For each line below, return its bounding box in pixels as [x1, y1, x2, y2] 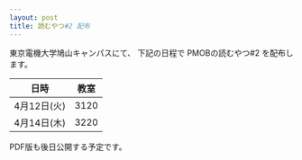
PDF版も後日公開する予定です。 [9, 141, 127, 152]
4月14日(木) [14, 116, 66, 129]
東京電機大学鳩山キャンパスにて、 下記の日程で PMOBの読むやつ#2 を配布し [9, 47, 294, 58]
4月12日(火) [14, 100, 66, 112]
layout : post [9, 13, 59, 22]
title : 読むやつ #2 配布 [9, 22, 90, 31]
